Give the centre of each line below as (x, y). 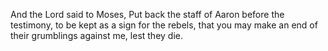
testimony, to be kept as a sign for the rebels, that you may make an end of (164, 25)
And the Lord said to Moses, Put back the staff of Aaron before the (147, 14)
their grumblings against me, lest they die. (97, 35)
